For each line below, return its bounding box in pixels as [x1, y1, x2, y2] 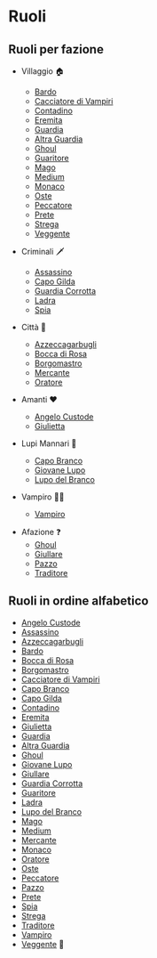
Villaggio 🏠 [20, 66, 65, 77]
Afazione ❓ [20, 527, 61, 537]
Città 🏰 [20, 322, 46, 332]
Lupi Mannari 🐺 [20, 438, 77, 449]
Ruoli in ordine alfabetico [8, 594, 149, 609]
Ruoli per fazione [8, 42, 104, 57]
